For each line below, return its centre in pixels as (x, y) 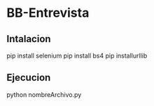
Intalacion (29, 39)
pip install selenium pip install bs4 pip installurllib (77, 55)
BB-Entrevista (48, 13)
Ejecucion (29, 78)
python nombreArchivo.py (44, 94)
